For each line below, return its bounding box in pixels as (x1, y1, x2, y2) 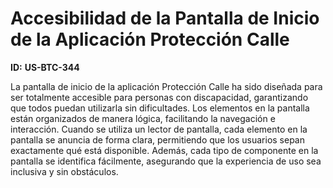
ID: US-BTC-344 (10, 61, 80, 73)
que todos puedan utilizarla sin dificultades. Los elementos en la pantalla (10, 102, 310, 114)
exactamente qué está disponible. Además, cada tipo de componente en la (10, 144, 319, 156)
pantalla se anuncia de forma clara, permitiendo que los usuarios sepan (10, 133, 306, 146)
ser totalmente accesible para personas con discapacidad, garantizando (10, 91, 309, 103)
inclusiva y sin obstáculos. (10, 165, 119, 177)
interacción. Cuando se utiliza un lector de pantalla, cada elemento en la (10, 123, 308, 135)
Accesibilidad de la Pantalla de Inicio (10, 7, 320, 30)
